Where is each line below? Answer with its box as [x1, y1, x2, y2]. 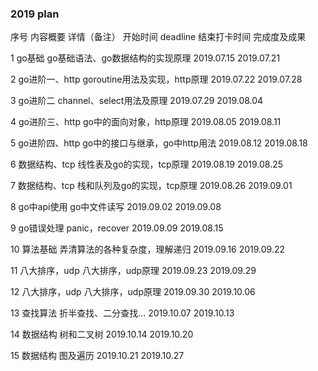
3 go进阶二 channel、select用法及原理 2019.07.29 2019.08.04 [10, 95, 264, 107]
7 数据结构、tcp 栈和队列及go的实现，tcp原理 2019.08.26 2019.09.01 [10, 180, 293, 192]
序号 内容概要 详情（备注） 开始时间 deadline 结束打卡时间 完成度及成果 [10, 31, 307, 43]
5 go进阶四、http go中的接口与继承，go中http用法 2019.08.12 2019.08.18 [10, 137, 308, 149]
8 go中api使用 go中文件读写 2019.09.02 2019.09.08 [10, 201, 222, 213]
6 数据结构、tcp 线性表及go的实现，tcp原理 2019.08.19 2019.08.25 [10, 158, 284, 171]
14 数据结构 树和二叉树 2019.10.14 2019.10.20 [10, 328, 194, 341]
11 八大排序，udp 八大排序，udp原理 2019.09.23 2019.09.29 [10, 265, 257, 277]
